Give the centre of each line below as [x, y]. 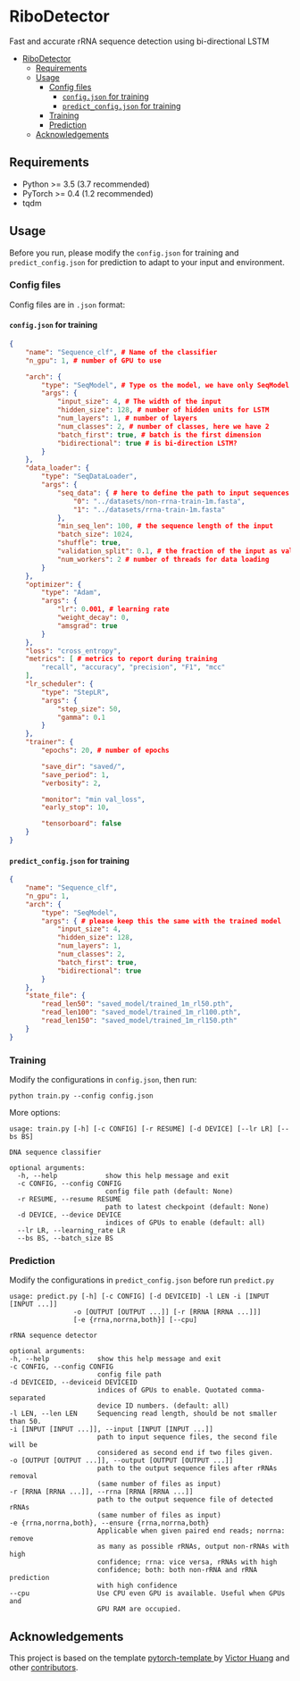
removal [24, 1476]
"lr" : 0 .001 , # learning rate [113, 609]
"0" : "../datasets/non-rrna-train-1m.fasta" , [159, 501]
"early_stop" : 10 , [75, 807]
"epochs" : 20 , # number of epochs [105, 751]
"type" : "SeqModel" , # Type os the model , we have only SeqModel [166, 385]
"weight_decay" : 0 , [93, 618]
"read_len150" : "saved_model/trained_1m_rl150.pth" [140, 1021]
